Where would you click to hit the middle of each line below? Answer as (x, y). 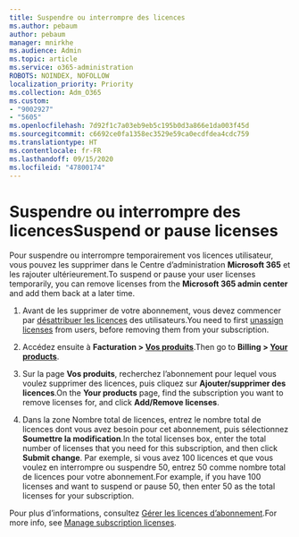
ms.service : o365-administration (71, 68)
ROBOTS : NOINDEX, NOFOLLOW (59, 76)
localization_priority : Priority (71, 84)
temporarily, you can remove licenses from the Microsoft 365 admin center (149, 284)
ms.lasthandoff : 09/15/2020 (62, 159)
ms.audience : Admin (46, 51)
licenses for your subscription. (78, 496)
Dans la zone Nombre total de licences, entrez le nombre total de (141, 420)
